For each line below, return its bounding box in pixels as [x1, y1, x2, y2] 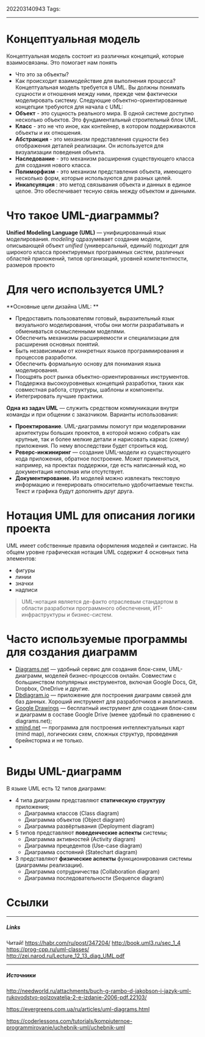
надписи [15, 586, 38, 594]
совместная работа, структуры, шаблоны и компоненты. [15, 386, 164, 393]
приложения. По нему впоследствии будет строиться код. [15, 442, 168, 449]
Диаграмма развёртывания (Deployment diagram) [24, 822, 154, 830]
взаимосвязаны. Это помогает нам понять [6, 59, 118, 66]
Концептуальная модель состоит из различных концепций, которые [6, 52, 184, 60]
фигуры [15, 567, 35, 574]
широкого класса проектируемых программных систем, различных [6, 248, 185, 256]
